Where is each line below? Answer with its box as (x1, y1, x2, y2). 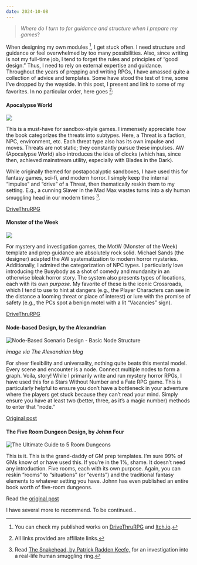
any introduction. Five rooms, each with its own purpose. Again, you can (6, 465, 181, 472)
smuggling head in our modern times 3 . (6, 193, 101, 201)
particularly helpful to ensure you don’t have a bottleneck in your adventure (6, 385, 188, 392)
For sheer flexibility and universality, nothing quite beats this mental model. (6, 359, 188, 367)
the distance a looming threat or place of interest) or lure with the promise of (6, 293, 191, 300)
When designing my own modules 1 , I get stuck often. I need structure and (6, 42, 185, 51)
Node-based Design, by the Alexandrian (6, 324, 106, 331)
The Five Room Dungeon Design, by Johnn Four (6, 428, 124, 435)
